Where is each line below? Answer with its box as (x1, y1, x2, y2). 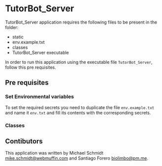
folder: (5, 24, 19, 30)
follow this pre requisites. (5, 64, 57, 70)
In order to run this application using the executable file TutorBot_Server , (5, 59, 153, 65)
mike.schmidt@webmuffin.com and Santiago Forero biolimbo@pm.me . (5, 155, 149, 161)
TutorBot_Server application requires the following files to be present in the (5, 19, 158, 25)
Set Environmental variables (5, 93, 74, 100)
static (12, 34, 24, 40)
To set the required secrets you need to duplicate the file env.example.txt (5, 104, 155, 111)
